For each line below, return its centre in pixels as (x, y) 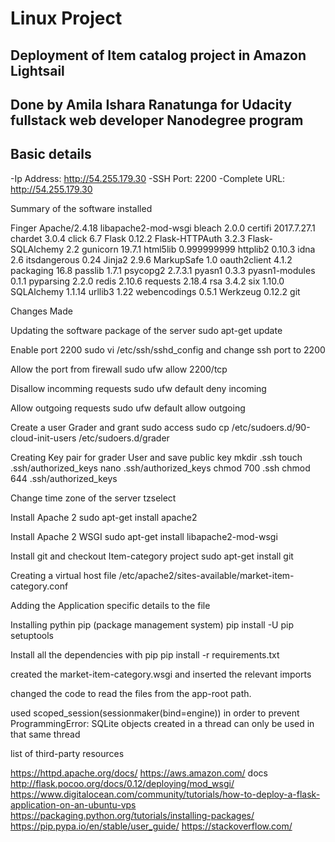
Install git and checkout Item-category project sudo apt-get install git (152, 556)
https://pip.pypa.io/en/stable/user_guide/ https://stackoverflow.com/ (151, 826)
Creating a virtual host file (63, 575)
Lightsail (37, 70)
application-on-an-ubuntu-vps (73, 804)
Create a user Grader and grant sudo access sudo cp (120, 427)
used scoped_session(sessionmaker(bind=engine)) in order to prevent (155, 713)
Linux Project (66, 18)
